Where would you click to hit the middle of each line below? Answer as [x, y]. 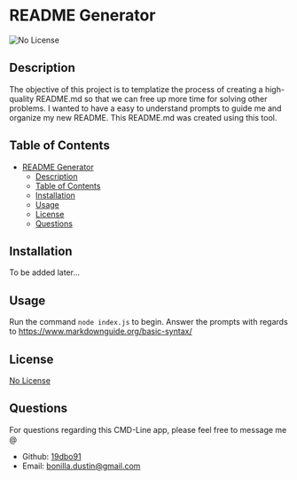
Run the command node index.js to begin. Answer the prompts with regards [148, 322]
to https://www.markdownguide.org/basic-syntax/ [101, 331]
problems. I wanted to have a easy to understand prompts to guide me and [145, 108]
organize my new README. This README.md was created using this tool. [143, 117]
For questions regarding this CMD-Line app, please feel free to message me [148, 429]
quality [22, 98]
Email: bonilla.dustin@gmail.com [81, 466]
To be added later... [44, 272]
